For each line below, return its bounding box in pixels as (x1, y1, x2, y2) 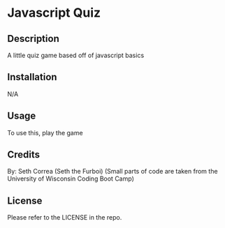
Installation (7, 71, 57, 83)
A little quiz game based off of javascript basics (7, 51, 145, 59)
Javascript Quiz (7, 5, 101, 21)
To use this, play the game (7, 128, 83, 137)
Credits (7, 149, 41, 161)
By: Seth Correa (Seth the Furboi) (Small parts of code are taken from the (7, 167, 218, 176)
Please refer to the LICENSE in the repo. (7, 213, 122, 222)
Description (7, 33, 59, 45)
